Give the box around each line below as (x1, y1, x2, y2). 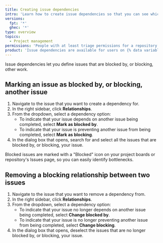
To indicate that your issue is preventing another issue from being (19, 127, 151, 133)
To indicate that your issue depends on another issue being (19, 116, 138, 122)
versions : (5, 16, 25, 21)
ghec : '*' (9, 25, 29, 30)
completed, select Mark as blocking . (19, 132, 93, 138)
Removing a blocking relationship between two (5, 171, 150, 179)
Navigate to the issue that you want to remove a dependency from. (12, 191, 146, 197)
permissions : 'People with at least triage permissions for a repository (5, 43, 158, 48)
